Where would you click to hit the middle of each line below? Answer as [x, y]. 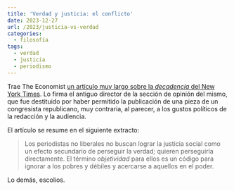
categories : [25, 33]
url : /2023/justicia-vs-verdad [53, 27]
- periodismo [33, 66]
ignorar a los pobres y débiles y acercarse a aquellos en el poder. [119, 166]
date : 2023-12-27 [33, 20]
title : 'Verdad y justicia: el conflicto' [70, 14]
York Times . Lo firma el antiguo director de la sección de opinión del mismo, [118, 94]
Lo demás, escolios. [36, 180]
